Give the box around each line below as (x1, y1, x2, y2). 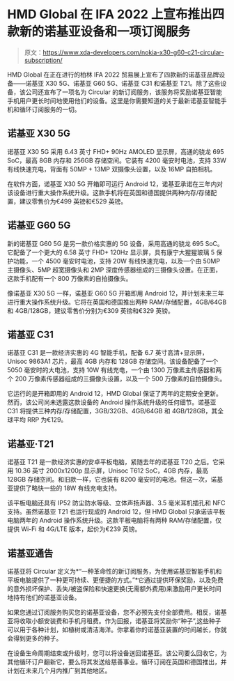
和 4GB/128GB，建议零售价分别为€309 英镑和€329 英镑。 (7, 306, 174, 314)
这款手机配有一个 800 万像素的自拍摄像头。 (7, 274, 132, 282)
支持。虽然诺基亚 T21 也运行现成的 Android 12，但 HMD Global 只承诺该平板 (7, 507, 226, 516)
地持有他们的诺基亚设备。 (7, 593, 81, 602)
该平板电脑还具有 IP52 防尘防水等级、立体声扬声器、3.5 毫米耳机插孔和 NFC (7, 499, 226, 507)
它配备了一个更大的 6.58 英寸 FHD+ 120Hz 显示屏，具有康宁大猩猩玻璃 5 (7, 248, 215, 257)
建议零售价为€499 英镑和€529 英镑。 (19, 197, 127, 206)
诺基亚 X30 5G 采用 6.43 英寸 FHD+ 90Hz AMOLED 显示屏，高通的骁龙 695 (7, 147, 224, 155)
